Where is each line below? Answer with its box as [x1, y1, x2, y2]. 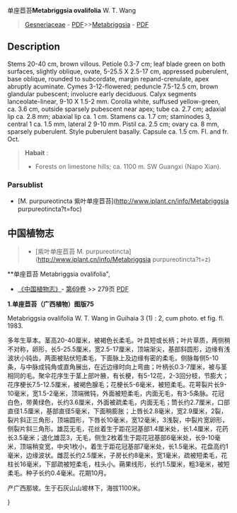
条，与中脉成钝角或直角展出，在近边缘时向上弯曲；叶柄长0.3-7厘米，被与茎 [7, 362, 228, 371]
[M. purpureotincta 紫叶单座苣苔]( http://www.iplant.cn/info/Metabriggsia [17, 197, 229, 205]
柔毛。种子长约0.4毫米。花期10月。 [7, 468, 111, 477]
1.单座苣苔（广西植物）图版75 [7, 299, 94, 308]
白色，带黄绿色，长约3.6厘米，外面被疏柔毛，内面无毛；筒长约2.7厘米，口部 [7, 398, 230, 406]
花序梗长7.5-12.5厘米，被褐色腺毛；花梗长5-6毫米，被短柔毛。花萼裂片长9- [7, 380, 227, 388]
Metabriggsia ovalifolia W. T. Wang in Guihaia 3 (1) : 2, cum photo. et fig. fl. [7, 313, 225, 322]
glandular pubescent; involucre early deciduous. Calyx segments [7, 89, 197, 98]
